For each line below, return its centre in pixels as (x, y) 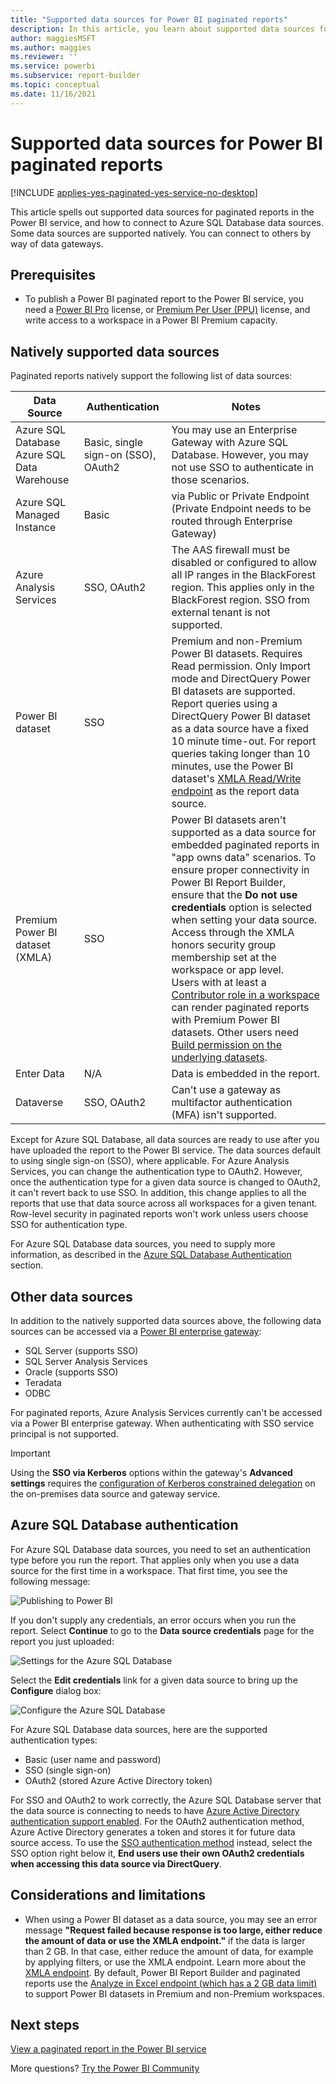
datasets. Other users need (235, 1033)
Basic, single (113, 443)
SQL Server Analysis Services (86, 1361)
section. (27, 1265)
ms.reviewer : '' (44, 57)
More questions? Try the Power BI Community (105, 2068)
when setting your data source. (244, 920)
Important (30, 1453)
